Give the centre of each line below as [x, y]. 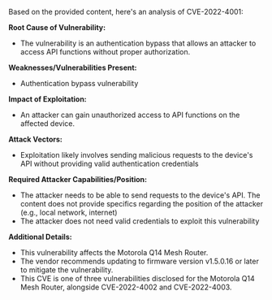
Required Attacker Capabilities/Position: [78, 179]
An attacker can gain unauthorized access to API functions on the [130, 115]
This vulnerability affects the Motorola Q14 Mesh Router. [114, 252]
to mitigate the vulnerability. [67, 270]
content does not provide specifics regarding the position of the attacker [142, 204]
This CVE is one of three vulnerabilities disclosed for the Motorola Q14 [138, 278]
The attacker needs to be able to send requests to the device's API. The [140, 195]
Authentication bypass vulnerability [79, 83]
